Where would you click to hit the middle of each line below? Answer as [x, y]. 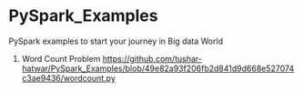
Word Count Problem [61, 58]
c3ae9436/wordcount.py [68, 77]
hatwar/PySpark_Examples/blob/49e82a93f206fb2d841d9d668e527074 [158, 68]
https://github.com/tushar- [152, 58]
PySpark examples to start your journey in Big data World [116, 41]
